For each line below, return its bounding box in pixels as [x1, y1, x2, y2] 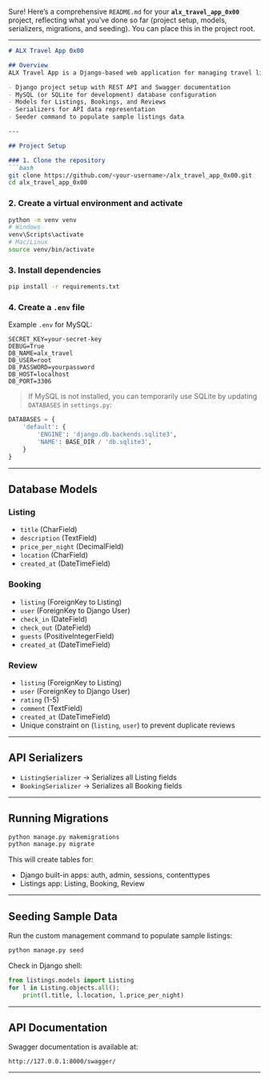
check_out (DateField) [19, 623, 91, 632]
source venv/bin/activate [8, 246, 94, 254]
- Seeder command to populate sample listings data [8, 113, 184, 121]
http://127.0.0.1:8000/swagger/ [8, 1058, 116, 1066]
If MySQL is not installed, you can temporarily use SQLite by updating [27, 392, 258, 401]
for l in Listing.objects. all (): [8, 983, 120, 992]
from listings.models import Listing [8, 976, 134, 984]
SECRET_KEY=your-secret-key [8, 336, 102, 344]
